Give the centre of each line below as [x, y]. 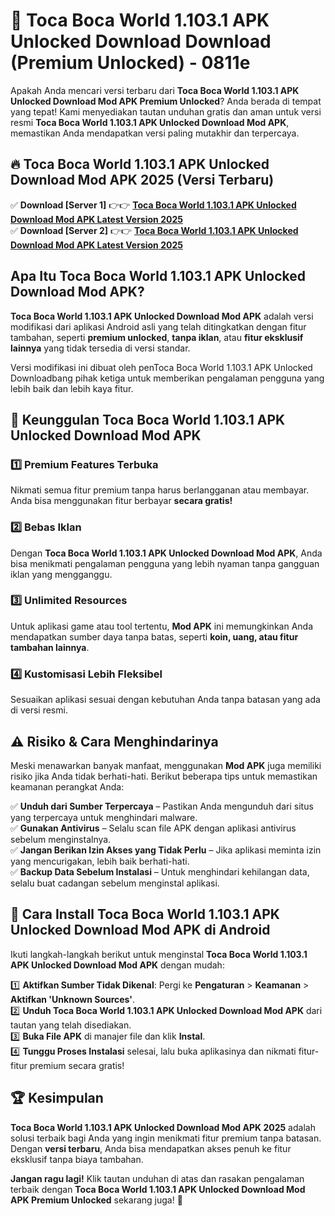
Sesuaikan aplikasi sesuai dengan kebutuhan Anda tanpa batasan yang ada [165, 700]
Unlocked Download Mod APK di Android [140, 930]
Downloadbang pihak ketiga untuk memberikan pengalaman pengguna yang [167, 378]
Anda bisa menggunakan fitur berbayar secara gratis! [121, 501]
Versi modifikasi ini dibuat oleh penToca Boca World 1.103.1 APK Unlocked [161, 367]
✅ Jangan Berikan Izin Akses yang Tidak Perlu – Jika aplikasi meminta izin [166, 850]
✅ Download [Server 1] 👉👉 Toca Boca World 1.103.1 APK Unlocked [153, 205]
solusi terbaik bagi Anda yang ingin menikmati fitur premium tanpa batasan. [166, 1138]
